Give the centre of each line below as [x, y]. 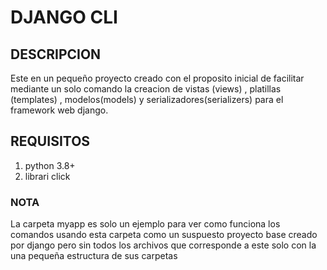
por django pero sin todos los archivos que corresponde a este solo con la [163, 245]
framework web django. [59, 110]
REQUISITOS [50, 141]
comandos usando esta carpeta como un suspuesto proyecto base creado [164, 235]
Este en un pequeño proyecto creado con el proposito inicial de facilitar [157, 78]
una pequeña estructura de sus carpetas [94, 256]
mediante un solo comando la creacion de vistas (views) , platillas [146, 89]
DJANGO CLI [64, 17]
